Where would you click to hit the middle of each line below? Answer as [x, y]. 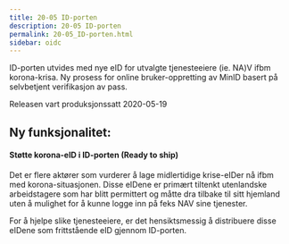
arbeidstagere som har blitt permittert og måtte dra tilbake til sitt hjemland [145, 194]
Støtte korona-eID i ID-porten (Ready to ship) [94, 155]
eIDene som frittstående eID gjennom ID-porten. [98, 230]
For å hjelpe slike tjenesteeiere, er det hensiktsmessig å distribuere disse [143, 221]
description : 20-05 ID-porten [66, 26]
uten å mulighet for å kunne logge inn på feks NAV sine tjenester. [128, 203]
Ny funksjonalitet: [60, 132]
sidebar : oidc [36, 42]
